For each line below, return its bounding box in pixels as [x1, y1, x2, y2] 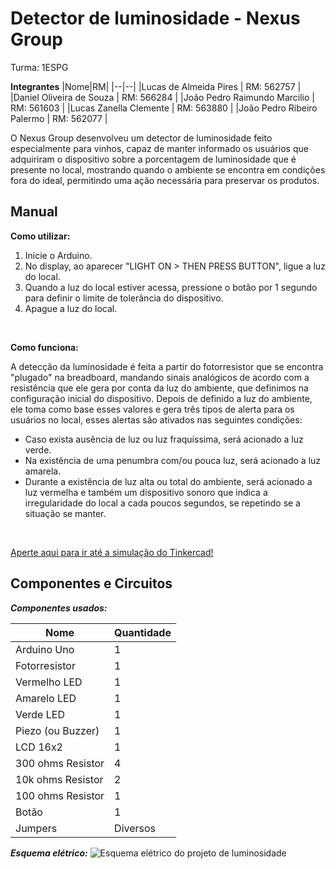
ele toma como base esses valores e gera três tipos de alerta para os [10, 403, 295, 415]
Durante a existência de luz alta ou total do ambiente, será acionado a [24, 475, 313, 487]
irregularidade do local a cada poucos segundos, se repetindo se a [24, 497, 301, 509]
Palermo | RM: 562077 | [10, 112, 108, 124]
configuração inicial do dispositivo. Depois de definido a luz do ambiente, [10, 392, 313, 404]
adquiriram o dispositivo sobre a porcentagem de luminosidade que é [10, 153, 297, 165]
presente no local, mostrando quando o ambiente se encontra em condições [10, 163, 326, 176]
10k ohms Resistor [15, 772, 104, 786]
